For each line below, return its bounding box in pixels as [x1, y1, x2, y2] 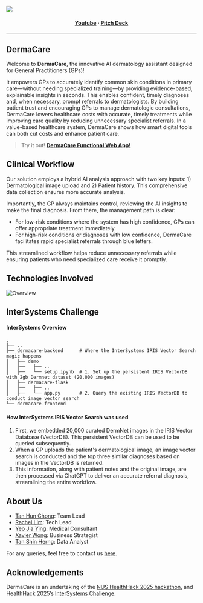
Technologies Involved [6, 273, 94, 284]
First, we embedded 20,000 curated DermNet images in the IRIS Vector [14, 427, 193, 435]
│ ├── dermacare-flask [6, 379, 69, 386]
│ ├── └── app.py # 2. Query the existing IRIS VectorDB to [6, 390, 188, 396]
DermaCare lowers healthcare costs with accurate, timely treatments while [6, 111, 192, 118]
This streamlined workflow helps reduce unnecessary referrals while [6, 249, 177, 256]
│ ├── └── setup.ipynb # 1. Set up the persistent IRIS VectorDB [6, 369, 188, 375]
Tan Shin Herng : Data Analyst [14, 538, 89, 545]
